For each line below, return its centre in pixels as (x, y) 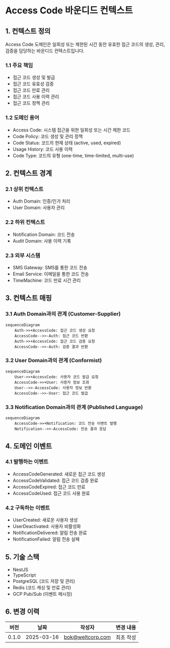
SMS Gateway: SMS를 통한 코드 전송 (50, 267)
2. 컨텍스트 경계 (29, 173)
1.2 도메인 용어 (22, 117)
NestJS (20, 570)
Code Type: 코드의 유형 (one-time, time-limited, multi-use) (73, 155)
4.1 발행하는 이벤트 (27, 462)
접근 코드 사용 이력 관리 (36, 97)
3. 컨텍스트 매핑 (29, 298)
